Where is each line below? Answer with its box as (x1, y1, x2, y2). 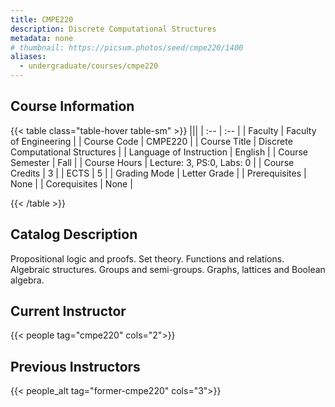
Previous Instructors (10, 358, 141, 375)
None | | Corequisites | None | (10, 177, 133, 190)
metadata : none (10, 33, 74, 43)
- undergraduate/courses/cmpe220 (19, 61, 159, 71)
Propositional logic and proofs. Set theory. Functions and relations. (10, 252, 285, 265)
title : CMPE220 (10, 14, 74, 25)
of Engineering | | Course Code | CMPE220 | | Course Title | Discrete (10, 135, 293, 147)
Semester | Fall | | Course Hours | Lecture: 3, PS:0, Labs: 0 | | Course (10, 156, 295, 168)
